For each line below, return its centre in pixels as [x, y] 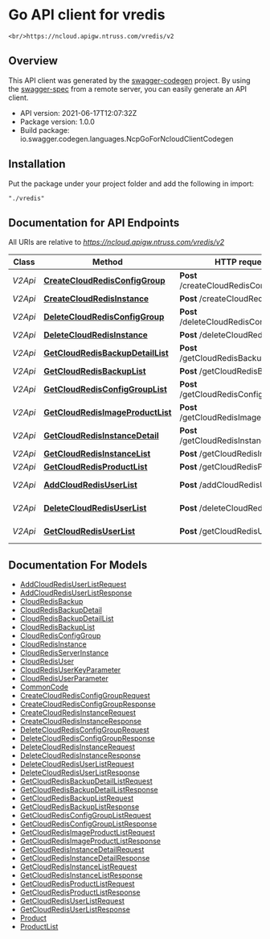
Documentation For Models [78, 565]
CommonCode [44, 687]
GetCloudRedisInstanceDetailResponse [85, 858]
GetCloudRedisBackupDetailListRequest [86, 781]
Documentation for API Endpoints [94, 223]
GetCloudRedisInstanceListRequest [78, 867]
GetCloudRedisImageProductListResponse [90, 841]
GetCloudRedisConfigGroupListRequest [86, 816]
